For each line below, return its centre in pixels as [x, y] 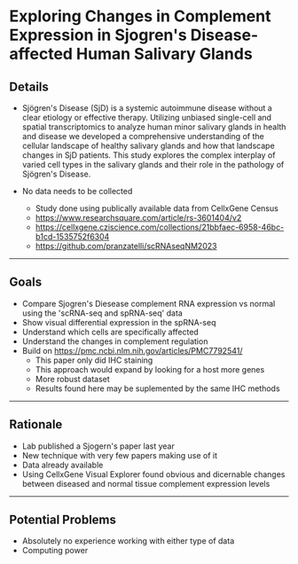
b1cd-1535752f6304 [72, 236]
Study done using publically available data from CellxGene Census [157, 208]
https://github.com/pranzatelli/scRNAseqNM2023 [126, 246]
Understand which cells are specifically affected [110, 332]
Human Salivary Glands [164, 54]
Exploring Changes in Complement [140, 16]
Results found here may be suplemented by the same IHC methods [158, 388]
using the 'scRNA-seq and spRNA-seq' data [102, 313]
